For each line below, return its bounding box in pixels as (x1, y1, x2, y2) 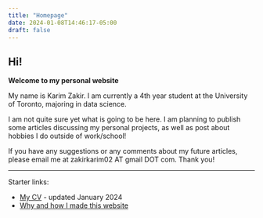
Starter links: (8, 177, 49, 187)
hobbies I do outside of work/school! (8, 131, 127, 141)
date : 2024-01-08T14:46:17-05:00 (8, 19, 117, 27)
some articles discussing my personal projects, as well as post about (8, 123, 230, 133)
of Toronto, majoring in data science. (8, 100, 127, 109)
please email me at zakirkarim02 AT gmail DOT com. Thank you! (8, 154, 215, 165)
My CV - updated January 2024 (19, 193, 123, 202)
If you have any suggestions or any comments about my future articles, (8, 147, 238, 156)
